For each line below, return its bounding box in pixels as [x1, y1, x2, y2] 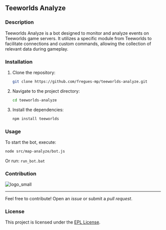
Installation [5, 58, 33, 65]
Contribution [5, 170, 37, 177]
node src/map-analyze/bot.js [5, 149, 65, 154]
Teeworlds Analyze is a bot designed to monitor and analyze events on [5, 30, 149, 36]
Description [5, 19, 34, 26]
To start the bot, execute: [5, 139, 56, 145]
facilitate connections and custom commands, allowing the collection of [5, 41, 152, 47]
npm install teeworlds [12, 116, 59, 121]
